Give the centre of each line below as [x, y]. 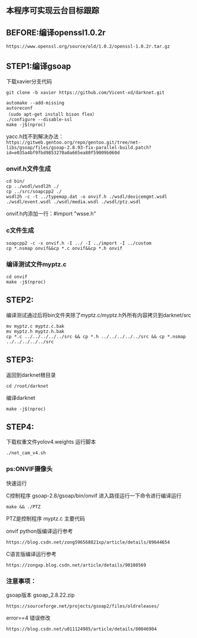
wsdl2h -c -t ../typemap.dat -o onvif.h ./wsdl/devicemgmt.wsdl [87, 197]
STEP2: [20, 300]
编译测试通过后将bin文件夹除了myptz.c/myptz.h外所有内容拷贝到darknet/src [99, 315]
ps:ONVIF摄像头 [29, 469]
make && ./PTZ [24, 507]
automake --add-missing [35, 103]
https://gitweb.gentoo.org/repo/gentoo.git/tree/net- [74, 143]
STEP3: [20, 360]
